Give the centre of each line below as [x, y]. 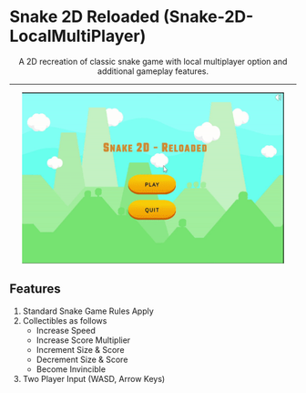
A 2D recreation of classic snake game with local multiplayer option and [153, 61]
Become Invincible [71, 369]
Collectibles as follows [65, 320]
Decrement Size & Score [82, 359]
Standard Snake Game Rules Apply [88, 311]
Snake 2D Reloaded [85, 17]
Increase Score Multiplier [83, 340]
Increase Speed [66, 330]
